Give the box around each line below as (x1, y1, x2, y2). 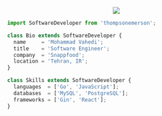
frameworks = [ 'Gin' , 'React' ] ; (13, 96, 107, 103)
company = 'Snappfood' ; (13, 51, 85, 58)
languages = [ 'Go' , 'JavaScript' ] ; (13, 83, 119, 90)
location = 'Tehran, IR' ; (13, 58, 89, 65)
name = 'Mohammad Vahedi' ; (13, 38, 104, 45)
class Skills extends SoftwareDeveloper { (7, 77, 132, 84)
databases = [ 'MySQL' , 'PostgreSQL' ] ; (13, 90, 129, 97)
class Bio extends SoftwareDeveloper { (7, 32, 123, 39)
